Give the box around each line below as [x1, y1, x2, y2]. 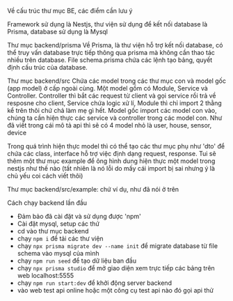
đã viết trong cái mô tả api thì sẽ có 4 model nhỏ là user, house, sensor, [7, 121, 212, 129]
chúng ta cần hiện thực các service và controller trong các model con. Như [7, 114, 223, 122]
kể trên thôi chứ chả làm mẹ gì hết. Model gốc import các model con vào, [7, 107, 217, 114]
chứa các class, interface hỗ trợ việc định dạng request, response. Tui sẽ [7, 150, 217, 157]
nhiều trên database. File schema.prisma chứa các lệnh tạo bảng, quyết [7, 56, 213, 64]
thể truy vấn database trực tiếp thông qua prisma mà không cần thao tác [7, 49, 216, 56]
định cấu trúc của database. [7, 63, 88, 71]
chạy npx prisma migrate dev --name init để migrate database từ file [17, 242, 218, 250]
